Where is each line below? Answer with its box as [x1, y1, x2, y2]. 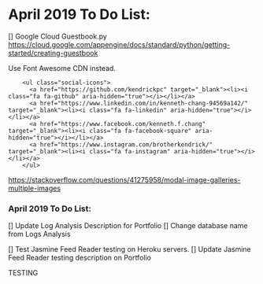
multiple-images [8, 183, 61, 193]
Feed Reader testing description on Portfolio [8, 253, 152, 263]
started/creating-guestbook [8, 48, 98, 57]
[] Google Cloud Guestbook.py [8, 31, 108, 41]
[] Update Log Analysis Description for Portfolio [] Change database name [8, 221, 248, 231]
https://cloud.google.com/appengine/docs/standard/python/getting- [8, 39, 231, 49]
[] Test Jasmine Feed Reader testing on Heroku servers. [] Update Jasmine [8, 245, 252, 254]
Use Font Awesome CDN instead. [8, 63, 117, 72]
